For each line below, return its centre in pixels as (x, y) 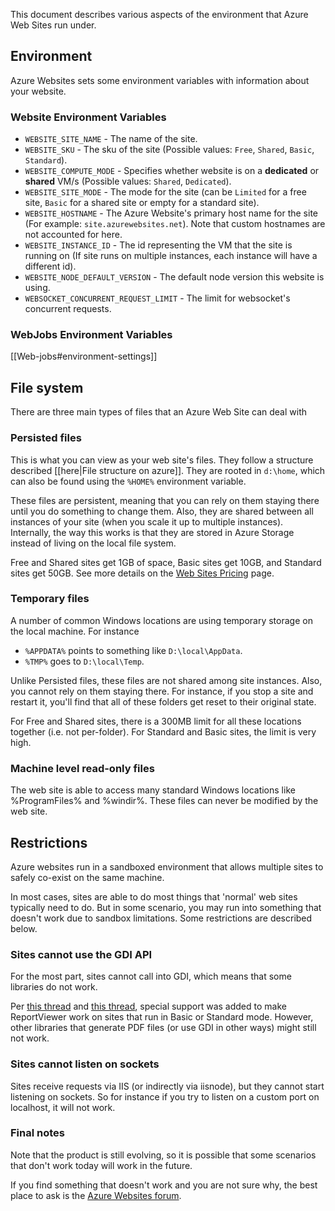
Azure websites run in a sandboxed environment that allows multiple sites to (167, 866)
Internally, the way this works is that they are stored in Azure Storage (152, 532)
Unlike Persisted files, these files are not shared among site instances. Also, (166, 680)
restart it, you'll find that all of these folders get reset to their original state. (163, 701)
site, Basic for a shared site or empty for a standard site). (142, 203)
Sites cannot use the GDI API (81, 954)
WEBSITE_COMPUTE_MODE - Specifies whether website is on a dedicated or (172, 171)
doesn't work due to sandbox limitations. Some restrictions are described (161, 918)
